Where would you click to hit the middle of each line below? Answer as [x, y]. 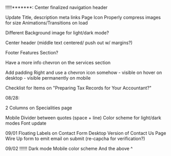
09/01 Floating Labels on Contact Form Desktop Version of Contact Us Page [86, 133]
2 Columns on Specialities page [39, 108]
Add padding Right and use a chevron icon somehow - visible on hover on [84, 72]
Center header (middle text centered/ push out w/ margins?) [69, 43]
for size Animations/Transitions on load [47, 23]
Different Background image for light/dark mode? [57, 33]
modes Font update [26, 123]
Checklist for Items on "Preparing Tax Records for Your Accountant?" [79, 88]
